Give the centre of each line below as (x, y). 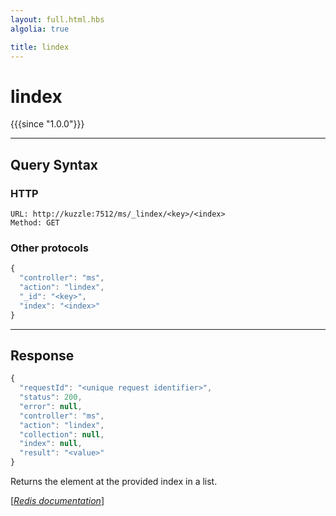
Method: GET (35, 223)
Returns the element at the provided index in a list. (114, 482)
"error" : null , (51, 406)
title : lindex (40, 47)
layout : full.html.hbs (57, 19)
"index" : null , (51, 444)
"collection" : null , (62, 434)
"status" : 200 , (51, 397)
